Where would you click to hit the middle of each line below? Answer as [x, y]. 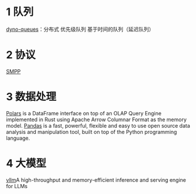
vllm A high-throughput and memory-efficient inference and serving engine [96, 180]
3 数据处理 [31, 97]
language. [18, 138]
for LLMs [17, 186]
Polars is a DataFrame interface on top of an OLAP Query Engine [84, 113]
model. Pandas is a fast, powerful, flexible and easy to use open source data [98, 125]
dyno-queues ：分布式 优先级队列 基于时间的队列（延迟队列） [80, 29]
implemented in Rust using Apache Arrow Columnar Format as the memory [97, 119]
